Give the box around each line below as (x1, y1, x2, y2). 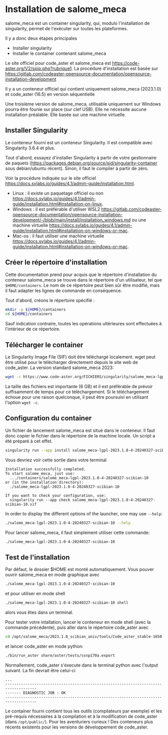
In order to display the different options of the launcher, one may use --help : (5, 510, 162, 516)
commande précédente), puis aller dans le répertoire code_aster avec (5, 624, 149, 630)
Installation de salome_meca (5, 4, 126, 15)
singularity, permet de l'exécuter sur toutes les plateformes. (5, 25, 128, 31)
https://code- (112, 60, 140, 66)
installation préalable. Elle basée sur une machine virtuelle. (5, 112, 126, 118)
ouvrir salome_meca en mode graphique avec (5, 572, 100, 578)
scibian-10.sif (5, 502, 37, 507)
